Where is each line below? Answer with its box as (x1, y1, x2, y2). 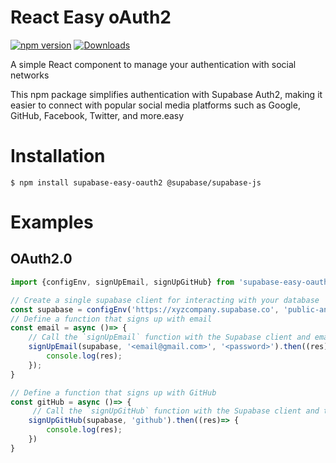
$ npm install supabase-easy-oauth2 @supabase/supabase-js (10, 177, 262, 188)
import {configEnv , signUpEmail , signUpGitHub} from (10, 277, 235, 287)
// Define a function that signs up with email (10, 314, 213, 324)
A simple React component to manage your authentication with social (10, 58, 297, 70)
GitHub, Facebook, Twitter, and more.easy (10, 109, 185, 121)
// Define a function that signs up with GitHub (10, 387, 217, 398)
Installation (10, 145, 106, 168)
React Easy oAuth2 (10, 6, 172, 29)
